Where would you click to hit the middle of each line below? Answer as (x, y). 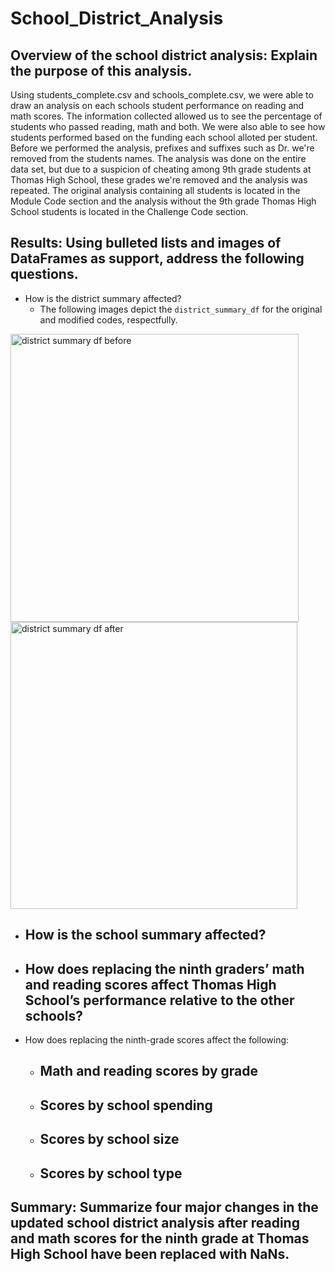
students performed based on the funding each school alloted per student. (164, 137)
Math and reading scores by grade (149, 1071)
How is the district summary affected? (103, 298)
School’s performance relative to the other (159, 1000)
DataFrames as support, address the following (157, 258)
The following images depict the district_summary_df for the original (181, 309)
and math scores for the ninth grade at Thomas (160, 1238)
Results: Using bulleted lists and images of (146, 243)
